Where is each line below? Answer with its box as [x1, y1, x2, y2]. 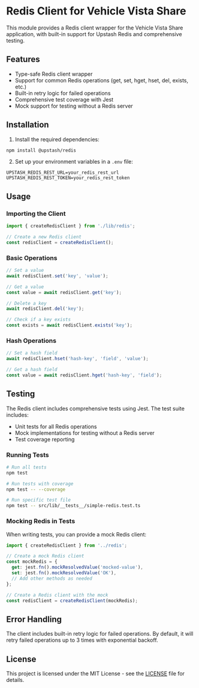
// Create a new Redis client [6, 234, 82, 240]
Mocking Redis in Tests [6, 517, 76, 526]
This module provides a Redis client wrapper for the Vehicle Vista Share [6, 24, 183, 31]
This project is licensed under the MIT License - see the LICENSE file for [6, 670, 185, 677]
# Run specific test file [6, 497, 71, 503]
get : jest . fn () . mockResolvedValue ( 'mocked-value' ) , [11, 564, 144, 571]
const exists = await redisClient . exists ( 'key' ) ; [6, 322, 133, 328]
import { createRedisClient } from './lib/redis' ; [6, 223, 135, 229]
